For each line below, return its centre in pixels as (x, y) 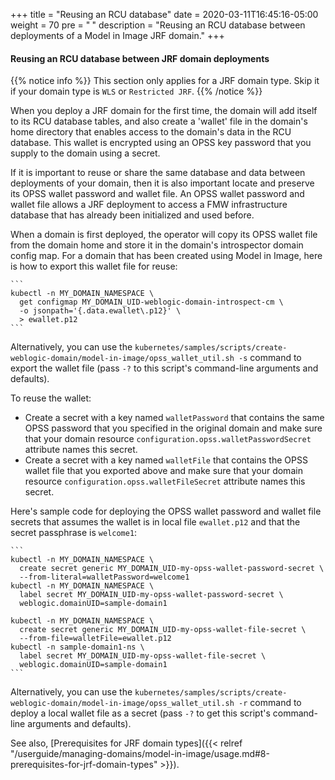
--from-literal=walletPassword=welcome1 (104, 577)
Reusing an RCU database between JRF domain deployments (140, 58)
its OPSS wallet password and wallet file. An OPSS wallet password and (157, 194)
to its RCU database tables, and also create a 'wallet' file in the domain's (159, 121)
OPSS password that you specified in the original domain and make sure (173, 428)
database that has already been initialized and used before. (132, 215)
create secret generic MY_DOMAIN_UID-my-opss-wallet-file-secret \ (163, 630)
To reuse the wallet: (51, 398)
